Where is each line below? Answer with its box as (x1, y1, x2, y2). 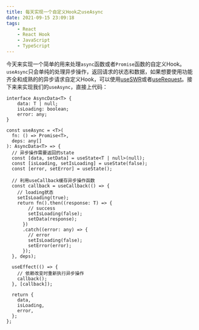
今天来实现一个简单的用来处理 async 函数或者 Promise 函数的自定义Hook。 (6, 60, 185, 68)
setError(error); (28, 242, 72, 248)
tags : (6, 20, 20, 26)
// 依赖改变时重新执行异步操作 (17, 270, 84, 276)
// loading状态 (17, 189, 54, 195)
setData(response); (28, 216, 78, 222)
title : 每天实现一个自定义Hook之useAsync (6, 9, 103, 15)
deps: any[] (12, 138, 42, 144)
